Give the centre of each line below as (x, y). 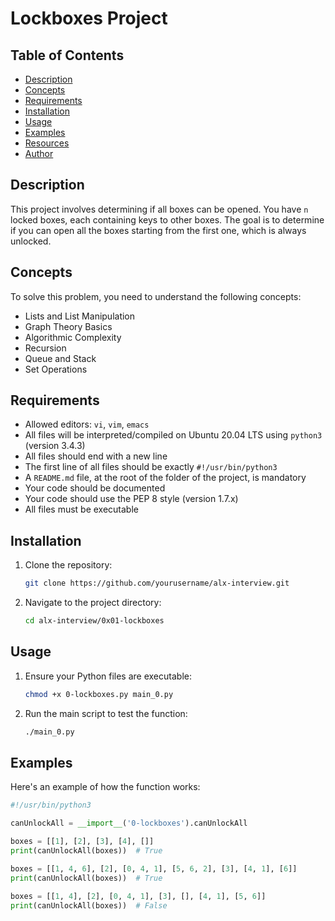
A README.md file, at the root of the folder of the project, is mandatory (165, 478)
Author (39, 153)
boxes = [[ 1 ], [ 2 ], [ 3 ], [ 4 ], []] (82, 842)
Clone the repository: (68, 565)
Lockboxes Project (89, 18)
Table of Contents (67, 55)
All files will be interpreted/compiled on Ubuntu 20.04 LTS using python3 (173, 435)
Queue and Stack (60, 358)
